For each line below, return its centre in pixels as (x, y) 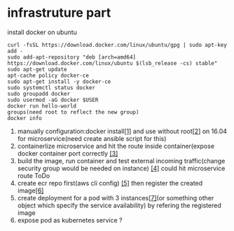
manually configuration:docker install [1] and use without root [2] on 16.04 (122, 131)
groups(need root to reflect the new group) (73, 112)
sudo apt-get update (37, 69)
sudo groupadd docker (39, 94)
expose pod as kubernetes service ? (70, 220)
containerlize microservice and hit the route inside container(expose (116, 146)
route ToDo (34, 175)
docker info (25, 118)
